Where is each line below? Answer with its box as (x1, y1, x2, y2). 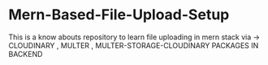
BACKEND (8, 49, 43, 59)
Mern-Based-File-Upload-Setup (8, 6, 230, 24)
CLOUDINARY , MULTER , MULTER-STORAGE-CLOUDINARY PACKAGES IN (8, 40, 259, 50)
